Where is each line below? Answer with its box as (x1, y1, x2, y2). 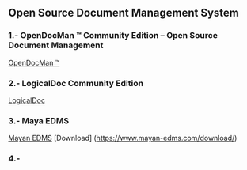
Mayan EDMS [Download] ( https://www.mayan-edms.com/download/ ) (8, 134, 237, 143)
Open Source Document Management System (8, 6, 239, 20)
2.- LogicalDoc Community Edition (8, 77, 144, 89)
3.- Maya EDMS (8, 115, 70, 126)
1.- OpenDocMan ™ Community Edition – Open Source (8, 30, 218, 41)
